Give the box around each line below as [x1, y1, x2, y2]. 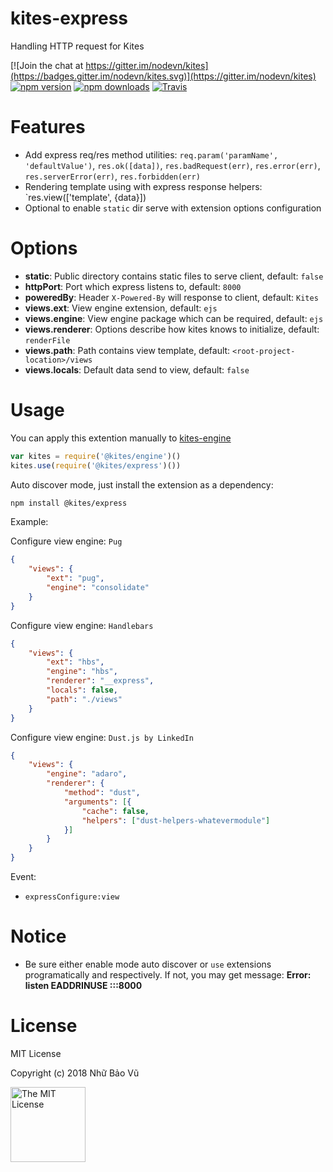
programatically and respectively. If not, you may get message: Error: [24, 968, 312, 981]
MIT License [10, 1047, 62, 1059]
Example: [10, 516, 49, 528]
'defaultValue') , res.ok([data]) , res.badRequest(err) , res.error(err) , [24, 159, 321, 171]
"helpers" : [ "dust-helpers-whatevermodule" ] [81, 815, 271, 826]
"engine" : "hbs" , [46, 667, 118, 677]
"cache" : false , [81, 806, 150, 816]
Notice [10, 925, 67, 948]
